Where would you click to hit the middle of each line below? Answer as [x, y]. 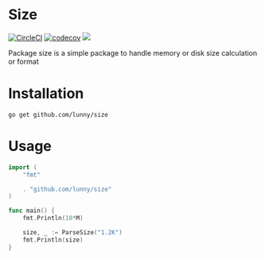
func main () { [32, 211]
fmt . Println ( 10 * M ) [53, 218]
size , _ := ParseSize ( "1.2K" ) [73, 233]
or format [23, 61]
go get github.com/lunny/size [58, 114]
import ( [23, 167]
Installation [46, 94]
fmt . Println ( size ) [53, 240]
